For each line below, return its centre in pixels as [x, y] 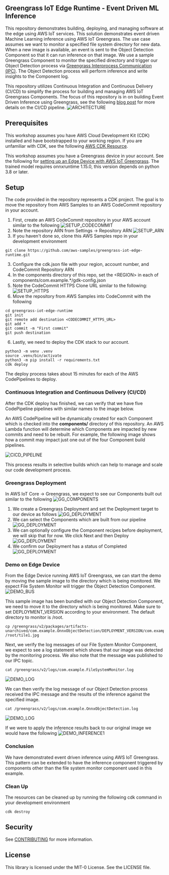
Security [19, 827]
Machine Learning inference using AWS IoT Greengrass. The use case [78, 39]
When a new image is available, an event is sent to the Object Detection [79, 49]
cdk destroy [18, 812]
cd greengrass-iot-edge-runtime [39, 311]
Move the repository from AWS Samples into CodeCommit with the [81, 297]
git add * [16, 324]
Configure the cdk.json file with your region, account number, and [81, 264]
